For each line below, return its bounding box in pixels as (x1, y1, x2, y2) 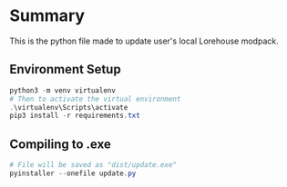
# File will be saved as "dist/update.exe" (9, 161, 178, 170)
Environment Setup (9, 62, 121, 77)
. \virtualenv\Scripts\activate (9, 103, 128, 112)
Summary (9, 5, 85, 26)
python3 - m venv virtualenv (9, 85, 117, 95)
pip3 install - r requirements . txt (9, 111, 141, 121)
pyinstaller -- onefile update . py (9, 169, 137, 178)
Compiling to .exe (9, 136, 111, 152)
